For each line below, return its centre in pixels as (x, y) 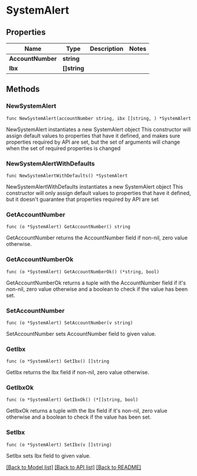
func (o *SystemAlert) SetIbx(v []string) (59, 445)
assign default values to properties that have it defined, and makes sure (93, 135)
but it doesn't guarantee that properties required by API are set (83, 199)
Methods (23, 89)
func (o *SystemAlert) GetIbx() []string (58, 361)
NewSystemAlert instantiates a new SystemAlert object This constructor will (98, 129)
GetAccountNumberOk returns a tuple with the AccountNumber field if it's (96, 283)
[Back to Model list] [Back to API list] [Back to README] (74, 467)
